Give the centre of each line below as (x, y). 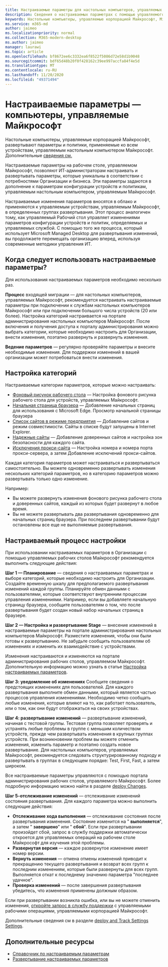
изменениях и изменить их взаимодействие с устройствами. (71, 646)
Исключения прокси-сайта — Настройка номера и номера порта (82, 448)
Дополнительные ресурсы (49, 942)
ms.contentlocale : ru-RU (31, 71)
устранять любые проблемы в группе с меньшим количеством (73, 729)
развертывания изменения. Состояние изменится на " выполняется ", (87, 821)
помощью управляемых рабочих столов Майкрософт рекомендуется (79, 558)
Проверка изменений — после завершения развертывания (77, 885)
